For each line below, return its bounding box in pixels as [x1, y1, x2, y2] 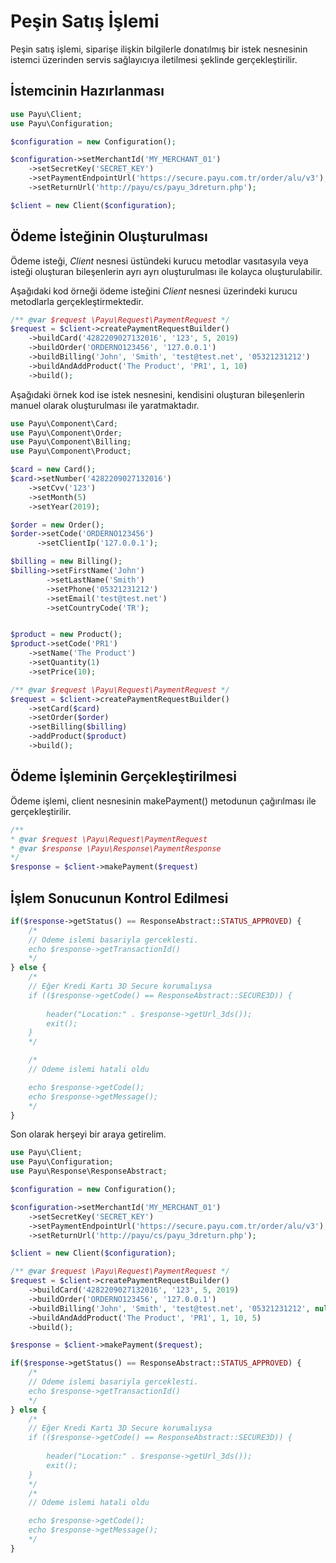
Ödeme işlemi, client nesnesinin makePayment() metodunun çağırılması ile [10, 795, 317, 807]
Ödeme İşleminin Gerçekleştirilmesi [10, 768, 237, 785]
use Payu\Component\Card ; [10, 418, 118, 429]
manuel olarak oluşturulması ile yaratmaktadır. [10, 399, 200, 411]
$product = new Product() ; [10, 630, 123, 640]
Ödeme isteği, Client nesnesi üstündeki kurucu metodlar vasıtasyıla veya [10, 255, 309, 267]
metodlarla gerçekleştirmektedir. [10, 295, 144, 307]
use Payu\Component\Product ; [10, 446, 132, 457]
